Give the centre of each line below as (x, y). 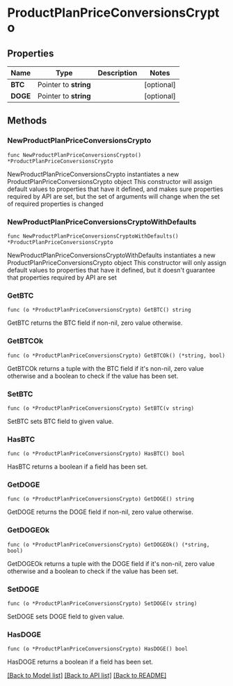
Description (118, 73)
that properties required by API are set (62, 277)
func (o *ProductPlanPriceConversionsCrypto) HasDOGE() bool (98, 649)
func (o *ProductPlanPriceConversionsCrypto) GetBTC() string (99, 310)
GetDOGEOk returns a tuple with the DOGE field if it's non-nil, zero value (111, 563)
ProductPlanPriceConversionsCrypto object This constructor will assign (110, 181)
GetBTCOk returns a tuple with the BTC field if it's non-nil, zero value (105, 368)
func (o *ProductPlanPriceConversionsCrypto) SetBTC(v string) (101, 408)
